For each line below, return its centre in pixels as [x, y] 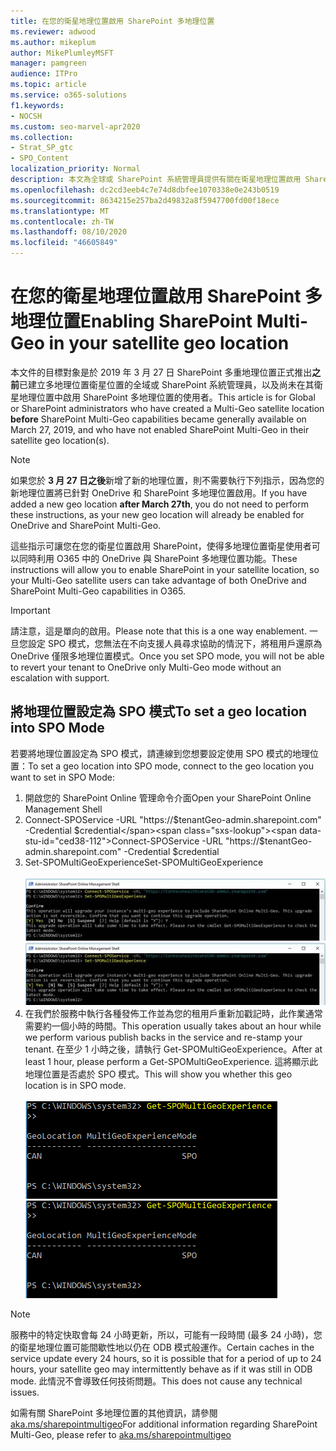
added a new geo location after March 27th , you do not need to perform [159, 504]
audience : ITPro [44, 74]
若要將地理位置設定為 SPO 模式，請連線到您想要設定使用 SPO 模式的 [151, 753]
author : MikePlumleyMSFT [62, 53]
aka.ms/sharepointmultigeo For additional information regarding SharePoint [164, 1424]
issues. [25, 1392]
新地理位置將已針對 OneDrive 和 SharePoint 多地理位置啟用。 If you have [159, 492]
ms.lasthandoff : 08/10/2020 [69, 232]
